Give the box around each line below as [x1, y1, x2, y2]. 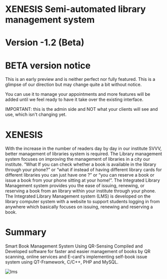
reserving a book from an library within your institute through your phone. [5, 188, 156, 194]
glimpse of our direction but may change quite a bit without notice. [5, 81, 142, 88]
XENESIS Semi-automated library [5, 3, 146, 15]
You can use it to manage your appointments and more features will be [5, 91, 151, 97]
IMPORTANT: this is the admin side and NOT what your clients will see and [5, 106, 158, 112]
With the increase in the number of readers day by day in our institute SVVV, [5, 146, 162, 152]
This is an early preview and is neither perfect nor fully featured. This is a [5, 76, 156, 82]
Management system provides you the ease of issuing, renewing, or [5, 183, 145, 189]
